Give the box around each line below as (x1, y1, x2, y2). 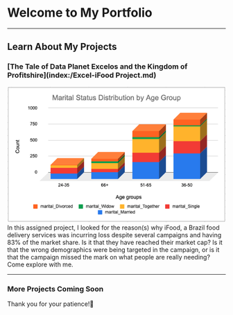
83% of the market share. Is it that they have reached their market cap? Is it (7, 238, 223, 247)
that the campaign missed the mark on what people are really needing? (7, 253, 210, 262)
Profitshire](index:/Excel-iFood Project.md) (7, 71, 157, 80)
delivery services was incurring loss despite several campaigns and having (7, 231, 222, 239)
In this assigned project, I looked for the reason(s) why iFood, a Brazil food (7, 223, 220, 232)
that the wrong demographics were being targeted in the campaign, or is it (7, 246, 220, 254)
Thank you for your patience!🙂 (7, 300, 94, 308)
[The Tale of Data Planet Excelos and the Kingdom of (7, 62, 188, 71)
